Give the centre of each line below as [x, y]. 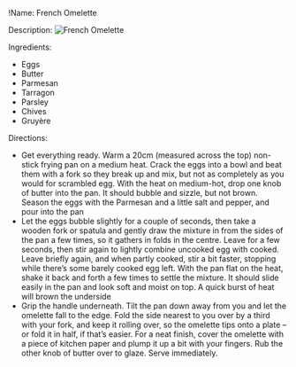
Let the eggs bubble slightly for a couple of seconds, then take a [139, 221]
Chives [34, 111]
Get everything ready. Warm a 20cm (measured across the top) [137, 155]
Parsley [35, 102]
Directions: [28, 138]
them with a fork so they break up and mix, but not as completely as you [152, 174]
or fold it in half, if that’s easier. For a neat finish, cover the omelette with [152, 334]
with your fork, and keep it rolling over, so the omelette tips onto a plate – [154, 324]
